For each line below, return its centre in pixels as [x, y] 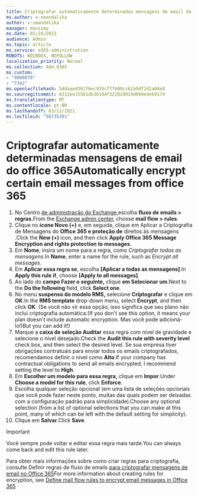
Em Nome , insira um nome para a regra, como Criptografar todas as [98, 250]
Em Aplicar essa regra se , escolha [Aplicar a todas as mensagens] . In [100, 269]
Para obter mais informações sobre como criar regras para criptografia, [93, 461]
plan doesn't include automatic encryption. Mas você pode [86, 320]
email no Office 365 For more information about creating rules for [85, 474]
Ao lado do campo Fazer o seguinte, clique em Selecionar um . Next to [100, 282]
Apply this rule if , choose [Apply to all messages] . [77, 276]
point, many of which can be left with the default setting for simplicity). [101, 414]
